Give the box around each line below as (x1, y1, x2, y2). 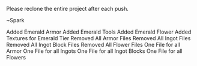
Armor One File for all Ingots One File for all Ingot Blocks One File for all (6, 47, 183, 55)
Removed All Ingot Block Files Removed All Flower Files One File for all (6, 41, 180, 48)
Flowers (6, 54, 26, 61)
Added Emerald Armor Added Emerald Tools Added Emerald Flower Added (6, 28, 192, 35)
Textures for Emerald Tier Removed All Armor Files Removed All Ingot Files (6, 35, 191, 41)
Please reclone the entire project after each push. (6, 5, 129, 12)
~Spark (6, 17, 25, 23)
